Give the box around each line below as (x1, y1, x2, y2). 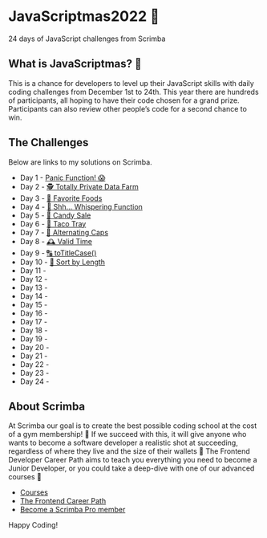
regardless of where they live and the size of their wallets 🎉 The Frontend (8, 446, 250, 456)
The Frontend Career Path (19, 496, 107, 506)
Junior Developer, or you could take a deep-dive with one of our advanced (8, 463, 255, 473)
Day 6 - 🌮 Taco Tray (19, 218, 87, 228)
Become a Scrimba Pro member (19, 505, 126, 515)
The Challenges (8, 136, 89, 149)
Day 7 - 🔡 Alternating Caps (19, 227, 109, 237)
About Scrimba (8, 399, 86, 413)
